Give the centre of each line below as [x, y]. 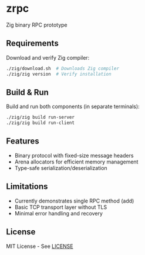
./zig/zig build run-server [41, 117]
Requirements [32, 43]
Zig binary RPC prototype [37, 25]
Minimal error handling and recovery [58, 213]
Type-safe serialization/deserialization [61, 168]
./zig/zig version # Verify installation [59, 74]
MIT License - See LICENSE [40, 246]
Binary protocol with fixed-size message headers [74, 155]
